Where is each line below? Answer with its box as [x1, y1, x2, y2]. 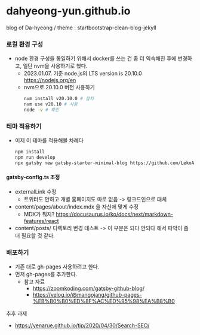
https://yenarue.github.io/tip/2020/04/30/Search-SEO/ [14, 322, 150, 329]
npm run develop [14, 155, 56, 161]
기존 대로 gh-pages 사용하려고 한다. [14, 263, 100, 270]
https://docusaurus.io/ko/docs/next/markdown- [56, 210, 173, 218]
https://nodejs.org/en [23, 77, 76, 84]
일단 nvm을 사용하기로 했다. [23, 62, 88, 70]
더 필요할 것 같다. [14, 232, 55, 239]
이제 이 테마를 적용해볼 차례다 [14, 137, 84, 144]
